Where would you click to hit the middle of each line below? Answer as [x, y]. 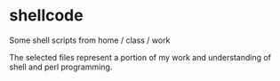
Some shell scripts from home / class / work [90, 40]
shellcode [46, 16]
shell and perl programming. [61, 67]
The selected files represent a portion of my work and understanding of [140, 57]
